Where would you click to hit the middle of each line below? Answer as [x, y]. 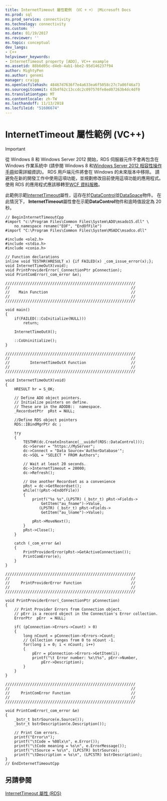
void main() [18, 310]
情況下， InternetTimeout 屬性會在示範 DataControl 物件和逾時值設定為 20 [85, 201]
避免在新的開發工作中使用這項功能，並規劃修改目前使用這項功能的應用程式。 [84, 178]
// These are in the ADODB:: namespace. [58, 407]
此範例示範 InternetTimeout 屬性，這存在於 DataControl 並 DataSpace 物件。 [80, 195]
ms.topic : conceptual [28, 43]
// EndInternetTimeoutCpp [32, 763]
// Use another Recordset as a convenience [69, 481]
